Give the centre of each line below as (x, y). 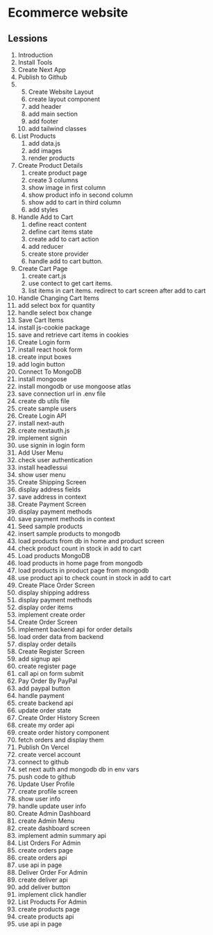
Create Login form (44, 342)
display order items (45, 607)
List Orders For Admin (49, 843)
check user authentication (55, 460)
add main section (53, 114)
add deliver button (44, 887)
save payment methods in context (66, 519)
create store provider (58, 254)
